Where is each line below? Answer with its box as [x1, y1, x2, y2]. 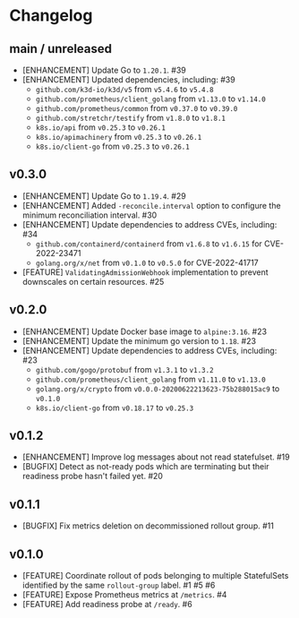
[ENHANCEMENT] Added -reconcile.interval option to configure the [21, 200, 281, 210]
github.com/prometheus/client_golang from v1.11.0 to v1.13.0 [35, 373, 266, 384]
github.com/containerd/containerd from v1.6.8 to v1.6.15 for [35, 238, 262, 249]
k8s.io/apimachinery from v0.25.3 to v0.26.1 [35, 132, 202, 142]
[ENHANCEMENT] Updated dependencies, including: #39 [21, 74, 235, 85]
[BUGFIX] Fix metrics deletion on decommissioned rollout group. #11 [21, 520, 275, 531]
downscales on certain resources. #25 [21, 276, 165, 287]
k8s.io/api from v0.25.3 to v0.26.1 [35, 122, 166, 133]
